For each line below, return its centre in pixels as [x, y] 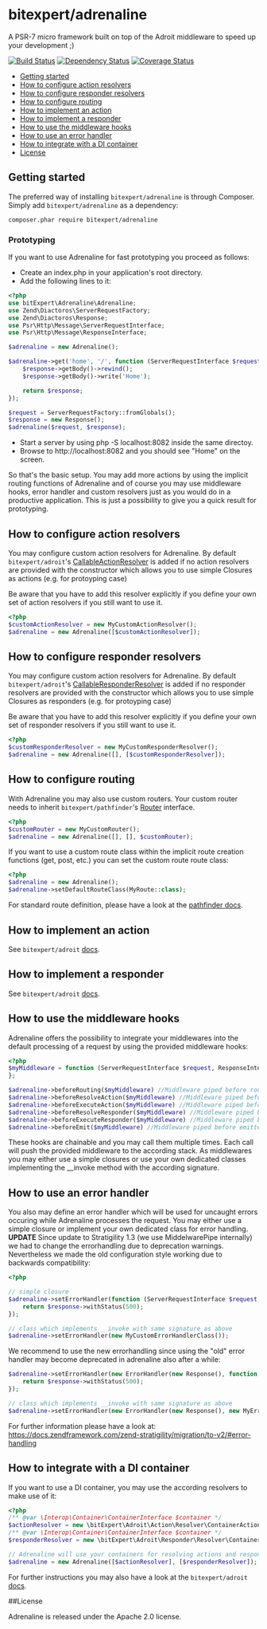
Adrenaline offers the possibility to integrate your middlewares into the [123, 1037]
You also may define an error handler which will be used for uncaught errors [133, 1212]
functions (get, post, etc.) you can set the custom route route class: [118, 860]
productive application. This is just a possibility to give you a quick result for [132, 501]
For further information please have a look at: [82, 1426]
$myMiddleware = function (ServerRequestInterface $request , [112, 1068]
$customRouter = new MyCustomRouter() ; [74, 829]
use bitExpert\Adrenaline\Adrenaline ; [72, 303]
